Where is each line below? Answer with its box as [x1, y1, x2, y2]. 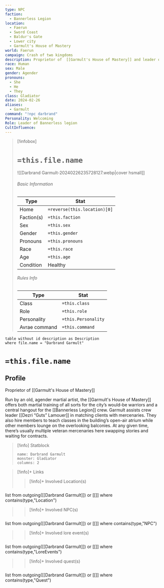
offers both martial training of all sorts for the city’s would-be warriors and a [5, 402, 158, 407]
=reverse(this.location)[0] [48, 206, 113, 212]
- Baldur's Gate [9, 35, 42, 40]
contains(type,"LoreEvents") [5, 548, 62, 554]
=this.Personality [61, 316, 105, 322]
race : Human [5, 61, 29, 66]
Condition [19, 262, 42, 268]
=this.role [61, 308, 87, 314]
